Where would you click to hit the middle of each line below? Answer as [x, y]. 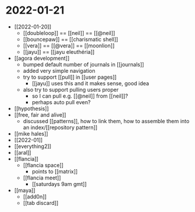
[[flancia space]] [43, 165]
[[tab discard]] [41, 203]
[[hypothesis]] [31, 108]
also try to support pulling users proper [71, 89]
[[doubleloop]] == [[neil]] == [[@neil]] [69, 33]
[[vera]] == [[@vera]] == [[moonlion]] [69, 46]
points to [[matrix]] [55, 171]
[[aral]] [23, 152]
